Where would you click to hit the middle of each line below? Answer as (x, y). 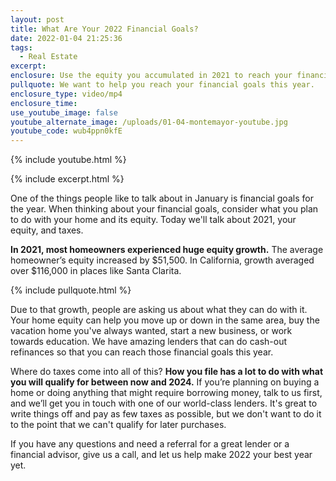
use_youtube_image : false (64, 112)
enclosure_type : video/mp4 (66, 94)
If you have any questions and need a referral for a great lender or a (150, 444)
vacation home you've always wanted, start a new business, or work (151, 331)
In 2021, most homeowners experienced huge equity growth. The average (167, 250)
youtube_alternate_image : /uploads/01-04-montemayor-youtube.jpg (149, 122)
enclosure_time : (44, 103)
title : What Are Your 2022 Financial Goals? (104, 29)
